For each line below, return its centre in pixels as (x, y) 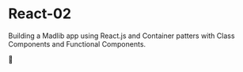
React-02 (40, 14)
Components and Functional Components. (77, 44)
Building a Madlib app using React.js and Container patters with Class (121, 36)
